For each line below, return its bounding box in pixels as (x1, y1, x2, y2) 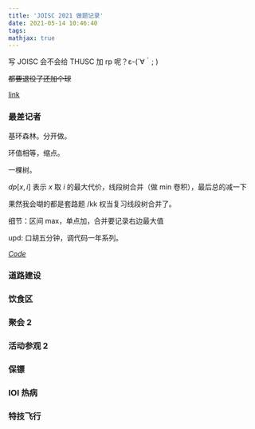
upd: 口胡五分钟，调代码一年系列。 (8, 232, 124, 242)
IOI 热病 (8, 387, 38, 399)
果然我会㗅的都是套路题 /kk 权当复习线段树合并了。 (8, 199, 177, 209)
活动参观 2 (8, 340, 49, 352)
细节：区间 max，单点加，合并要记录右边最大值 (8, 216, 164, 225)
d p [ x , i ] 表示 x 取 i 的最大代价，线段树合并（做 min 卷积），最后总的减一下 (8, 181, 247, 192)
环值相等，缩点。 (8, 148, 65, 157)
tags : (8, 26, 26, 34)
